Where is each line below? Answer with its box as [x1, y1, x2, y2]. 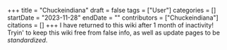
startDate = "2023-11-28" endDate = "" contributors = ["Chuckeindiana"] [7, 13, 219, 22]
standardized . [7, 36, 48, 44]
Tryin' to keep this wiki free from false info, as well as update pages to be [7, 28, 221, 37]
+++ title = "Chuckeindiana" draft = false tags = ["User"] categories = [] [7, 6, 216, 14]
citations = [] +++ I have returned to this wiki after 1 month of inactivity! [7, 21, 214, 29]
